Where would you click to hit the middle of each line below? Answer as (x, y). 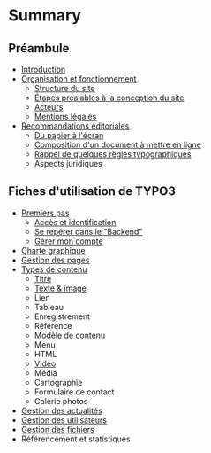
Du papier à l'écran (69, 135)
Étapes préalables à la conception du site (109, 98)
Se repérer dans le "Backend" (88, 231)
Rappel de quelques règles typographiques (113, 154)
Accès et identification (75, 222)
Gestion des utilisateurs (64, 420)
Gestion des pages (55, 260)
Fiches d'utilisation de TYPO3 (92, 191)
